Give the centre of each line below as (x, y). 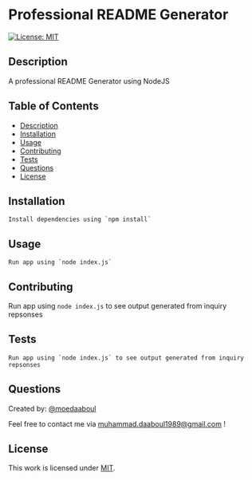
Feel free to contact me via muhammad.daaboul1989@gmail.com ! (117, 423)
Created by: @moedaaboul (52, 408)
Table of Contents (54, 106)
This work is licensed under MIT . (62, 468)
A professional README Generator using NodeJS (89, 81)
